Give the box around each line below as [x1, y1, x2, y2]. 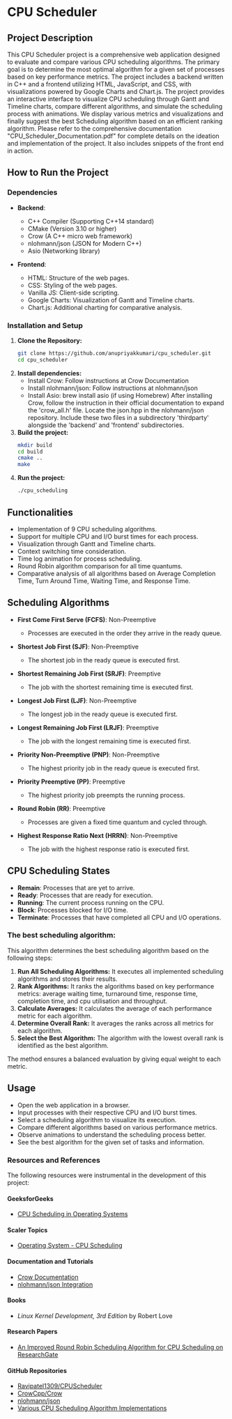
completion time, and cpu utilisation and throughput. [17, 997, 168, 1005]
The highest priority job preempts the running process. [27, 791, 185, 799]
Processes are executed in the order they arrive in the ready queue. [27, 628, 222, 637]
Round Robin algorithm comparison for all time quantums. [17, 561, 183, 570]
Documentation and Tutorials [7, 1257, 94, 1265]
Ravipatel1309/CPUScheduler [17, 1382, 102, 1390]
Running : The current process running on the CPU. [17, 898, 164, 906]
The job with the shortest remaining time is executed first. [27, 683, 194, 691]
